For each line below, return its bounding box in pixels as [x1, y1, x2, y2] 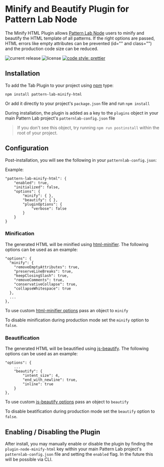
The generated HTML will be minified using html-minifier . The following [5, 241, 149, 247]
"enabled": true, [14, 180, 49, 185]
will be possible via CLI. [5, 456, 53, 462]
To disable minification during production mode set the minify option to [5, 317, 149, 323]
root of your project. [17, 130, 58, 136]
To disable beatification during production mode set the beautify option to [5, 408, 155, 415]
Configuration [5, 144, 49, 152]
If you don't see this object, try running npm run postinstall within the [17, 124, 160, 130]
